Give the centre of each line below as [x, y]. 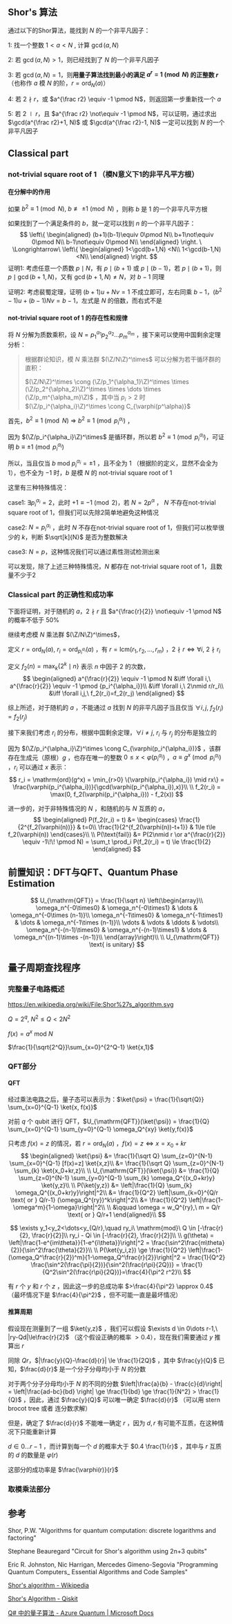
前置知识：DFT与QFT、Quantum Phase [93, 872]
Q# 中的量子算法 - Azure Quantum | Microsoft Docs [81, 1613]
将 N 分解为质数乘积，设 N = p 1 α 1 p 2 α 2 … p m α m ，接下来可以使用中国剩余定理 [115, 335]
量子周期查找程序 [44, 968]
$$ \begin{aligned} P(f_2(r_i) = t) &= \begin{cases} [105, 820]
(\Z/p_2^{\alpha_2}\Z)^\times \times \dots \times [93, 389]
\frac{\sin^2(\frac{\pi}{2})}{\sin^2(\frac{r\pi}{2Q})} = [105, 1264]
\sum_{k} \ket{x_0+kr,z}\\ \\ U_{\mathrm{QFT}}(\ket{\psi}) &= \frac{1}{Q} [117, 1170]
